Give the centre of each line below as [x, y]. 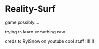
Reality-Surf [30, 9]
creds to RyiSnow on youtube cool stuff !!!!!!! [49, 41]
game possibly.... [22, 22]
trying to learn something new [35, 32]
